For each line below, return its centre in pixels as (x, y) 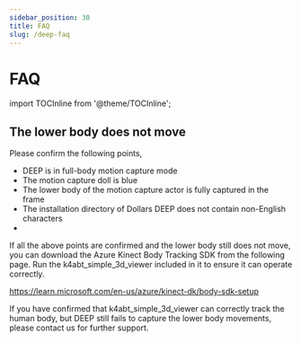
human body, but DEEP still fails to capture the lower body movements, (141, 319)
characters (42, 219)
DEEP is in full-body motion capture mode (100, 171)
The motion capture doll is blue (80, 180)
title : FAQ (30, 26)
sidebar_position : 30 (50, 18)
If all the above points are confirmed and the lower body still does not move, (150, 246)
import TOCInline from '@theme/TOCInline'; (90, 103)
